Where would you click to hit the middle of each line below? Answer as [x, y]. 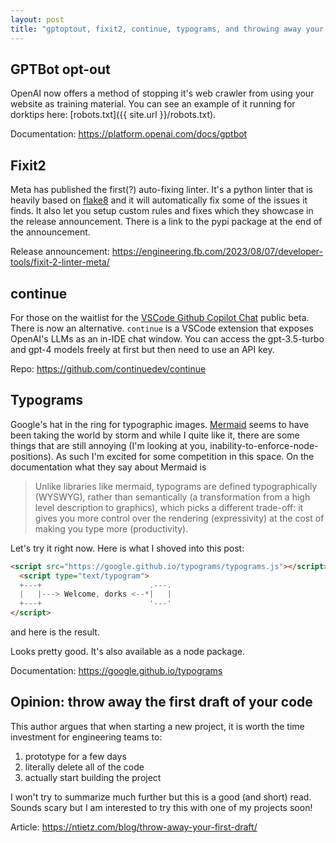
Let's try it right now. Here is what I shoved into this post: [127, 548]
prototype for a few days [75, 756]
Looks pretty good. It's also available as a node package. [127, 651]
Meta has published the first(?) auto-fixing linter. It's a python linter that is [161, 190]
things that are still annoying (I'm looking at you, [109, 445]
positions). [32, 456]
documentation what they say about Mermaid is [108, 467]
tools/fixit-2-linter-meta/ [60, 262]
